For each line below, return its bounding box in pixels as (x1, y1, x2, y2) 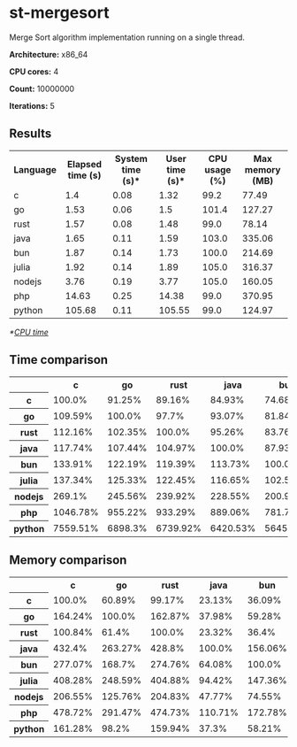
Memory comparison (9, 552, 127, 568)
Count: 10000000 (9, 83, 75, 94)
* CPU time (9, 327, 49, 337)
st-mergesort (9, 3, 110, 23)
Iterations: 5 (9, 100, 56, 111)
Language (13, 163, 57, 175)
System (114, 152, 148, 165)
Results (9, 127, 52, 142)
